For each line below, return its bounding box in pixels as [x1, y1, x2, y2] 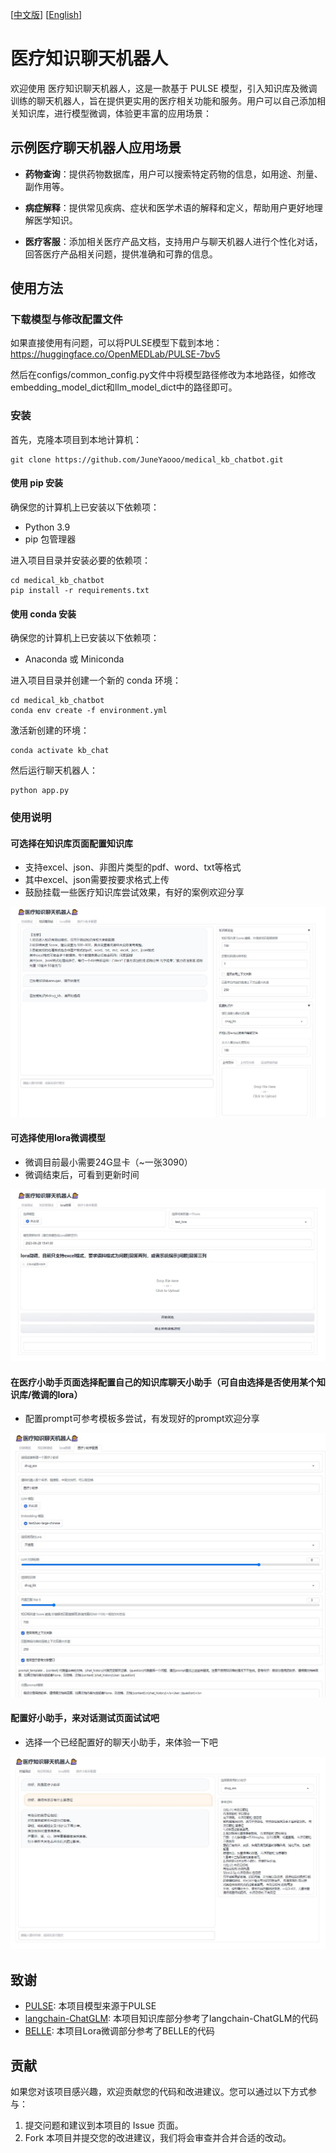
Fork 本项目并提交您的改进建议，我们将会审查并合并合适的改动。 [24, 2132, 292, 2143]
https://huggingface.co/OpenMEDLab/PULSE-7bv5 [10, 348, 221, 360]
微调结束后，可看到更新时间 [24, 1168, 140, 1180]
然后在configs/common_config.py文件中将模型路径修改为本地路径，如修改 [10, 369, 317, 381]
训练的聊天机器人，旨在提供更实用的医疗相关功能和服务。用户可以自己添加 [10, 94, 317, 107]
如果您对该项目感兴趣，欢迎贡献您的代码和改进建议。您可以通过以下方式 [10, 2086, 308, 2097]
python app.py [10, 786, 70, 796]
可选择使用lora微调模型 [10, 1132, 107, 1144]
